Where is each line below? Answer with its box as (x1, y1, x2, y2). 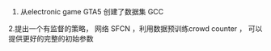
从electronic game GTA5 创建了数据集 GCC (19, 7, 164, 16)
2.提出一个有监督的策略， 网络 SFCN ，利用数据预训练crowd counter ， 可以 (8, 24, 263, 33)
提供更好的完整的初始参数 (8, 34, 94, 43)
